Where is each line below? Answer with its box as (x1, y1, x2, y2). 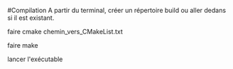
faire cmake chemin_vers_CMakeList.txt (7, 28, 123, 36)
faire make (7, 41, 39, 49)
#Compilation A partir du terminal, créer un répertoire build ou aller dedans (7, 6, 226, 14)
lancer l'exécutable (7, 55, 63, 63)
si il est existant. (7, 14, 55, 22)
